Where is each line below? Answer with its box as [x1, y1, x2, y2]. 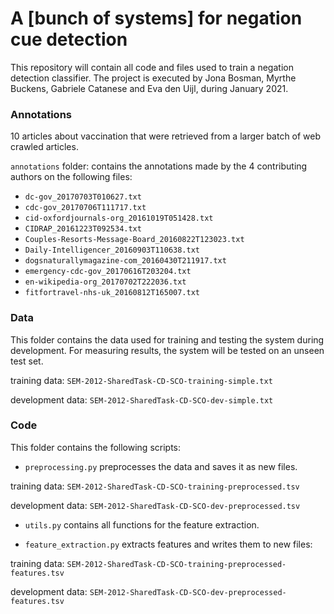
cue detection [10, 28, 128, 51]
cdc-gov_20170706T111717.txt [24, 203, 147, 213]
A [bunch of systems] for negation [10, 7, 303, 30]
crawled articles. [10, 141, 79, 153]
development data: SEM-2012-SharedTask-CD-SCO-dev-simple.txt [10, 393, 274, 406]
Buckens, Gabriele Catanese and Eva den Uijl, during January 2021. [10, 82, 289, 94]
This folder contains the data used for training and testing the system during [10, 333, 325, 346]
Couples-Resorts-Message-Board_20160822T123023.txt [24, 235, 245, 245]
